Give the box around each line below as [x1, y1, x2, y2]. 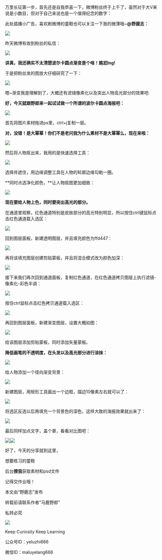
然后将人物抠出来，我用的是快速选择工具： [5, 150, 90, 156]
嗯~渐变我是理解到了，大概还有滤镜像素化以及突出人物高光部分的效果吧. [5, 90, 150, 95]
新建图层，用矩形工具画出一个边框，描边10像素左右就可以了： [5, 389, 129, 395]
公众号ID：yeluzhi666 [5, 539, 49, 544]
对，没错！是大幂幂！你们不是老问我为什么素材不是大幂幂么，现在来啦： [5, 130, 150, 136]
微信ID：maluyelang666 [5, 549, 54, 555]
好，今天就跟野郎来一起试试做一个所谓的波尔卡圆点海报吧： [5, 100, 125, 106]
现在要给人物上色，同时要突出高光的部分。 [5, 200, 90, 205]
